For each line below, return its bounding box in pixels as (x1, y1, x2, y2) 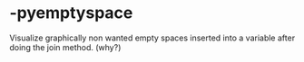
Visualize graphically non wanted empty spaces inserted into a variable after (9, 32, 296, 43)
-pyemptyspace (9, 3, 133, 23)
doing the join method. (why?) (9, 41, 122, 52)
